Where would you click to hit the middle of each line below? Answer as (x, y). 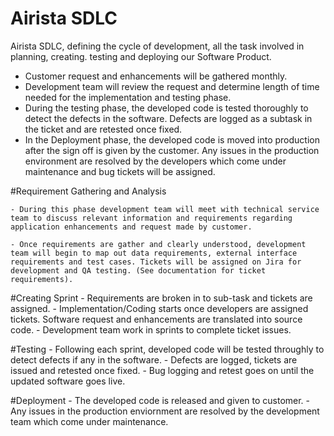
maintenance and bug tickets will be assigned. (120, 171)
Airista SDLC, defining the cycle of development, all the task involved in (157, 46)
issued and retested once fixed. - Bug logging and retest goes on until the (162, 370)
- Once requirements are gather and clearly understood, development (158, 244)
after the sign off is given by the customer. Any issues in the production (172, 150)
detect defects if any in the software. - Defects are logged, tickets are (154, 359)
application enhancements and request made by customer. (131, 227)
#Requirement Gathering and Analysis (88, 191)
